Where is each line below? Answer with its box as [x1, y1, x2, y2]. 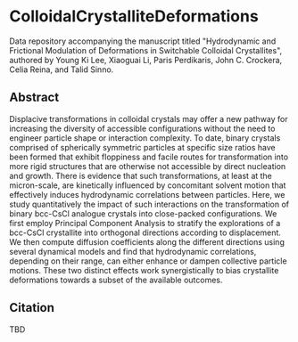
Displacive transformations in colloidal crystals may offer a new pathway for [9, 113, 288, 124]
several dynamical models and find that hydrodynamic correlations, [9, 246, 257, 256]
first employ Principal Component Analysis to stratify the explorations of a [9, 217, 281, 228]
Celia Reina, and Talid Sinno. [9, 64, 114, 75]
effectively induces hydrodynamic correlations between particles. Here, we [9, 189, 286, 199]
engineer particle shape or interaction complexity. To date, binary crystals [9, 132, 281, 143]
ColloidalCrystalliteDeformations [9, 6, 259, 27]
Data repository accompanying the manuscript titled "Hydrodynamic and [9, 36, 277, 46]
